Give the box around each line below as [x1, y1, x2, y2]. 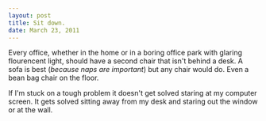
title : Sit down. [8, 19, 66, 27]
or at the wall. [8, 105, 53, 115]
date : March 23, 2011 [8, 26, 80, 34]
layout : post [8, 11, 52, 20]
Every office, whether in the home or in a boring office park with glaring [8, 48, 242, 58]
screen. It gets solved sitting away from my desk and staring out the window [8, 96, 258, 107]
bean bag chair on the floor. [8, 73, 99, 83]
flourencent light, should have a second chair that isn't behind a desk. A [8, 56, 244, 66]
